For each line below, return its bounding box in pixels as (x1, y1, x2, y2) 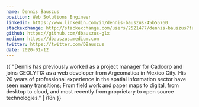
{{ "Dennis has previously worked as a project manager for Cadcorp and (6, 63, 183, 70)
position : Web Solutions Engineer (6, 14, 92, 20)
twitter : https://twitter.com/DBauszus (6, 42, 105, 48)
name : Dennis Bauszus (6, 8, 60, 15)
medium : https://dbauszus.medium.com (6, 36, 99, 42)
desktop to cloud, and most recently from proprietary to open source (6, 88, 174, 95)
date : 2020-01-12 (6, 47, 49, 53)
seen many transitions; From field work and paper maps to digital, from (6, 82, 179, 89)
